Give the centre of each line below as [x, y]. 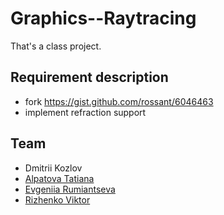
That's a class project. [56, 46]
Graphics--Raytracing [103, 18]
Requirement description [89, 77]
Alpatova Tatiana [59, 178]
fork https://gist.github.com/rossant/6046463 [119, 101]
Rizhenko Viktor [57, 199]
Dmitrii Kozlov [53, 168]
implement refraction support [85, 112]
